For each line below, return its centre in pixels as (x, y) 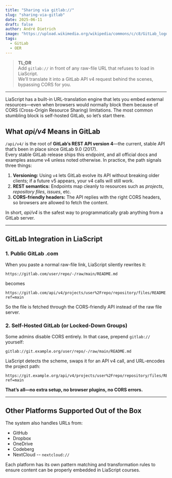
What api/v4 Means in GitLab (53, 132)
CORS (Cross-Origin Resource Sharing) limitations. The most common (79, 110)
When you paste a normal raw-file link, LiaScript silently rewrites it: (76, 265)
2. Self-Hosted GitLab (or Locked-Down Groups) (67, 325)
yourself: (15, 342)
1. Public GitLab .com (32, 253)
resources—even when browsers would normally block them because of (82, 104)
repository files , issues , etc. (42, 192)
